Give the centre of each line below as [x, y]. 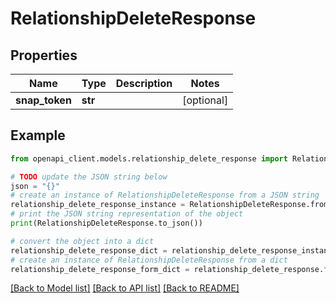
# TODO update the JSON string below [89, 177]
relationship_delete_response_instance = [98, 205]
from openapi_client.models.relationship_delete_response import [149, 158]
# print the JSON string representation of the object [127, 214]
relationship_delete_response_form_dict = [100, 269]
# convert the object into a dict [82, 241]
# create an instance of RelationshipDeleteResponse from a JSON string [165, 195]
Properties [44, 55]
